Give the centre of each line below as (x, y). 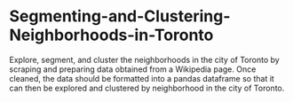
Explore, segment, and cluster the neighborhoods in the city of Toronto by (144, 59)
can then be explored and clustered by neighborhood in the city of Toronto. (147, 88)
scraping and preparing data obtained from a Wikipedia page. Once (133, 69)
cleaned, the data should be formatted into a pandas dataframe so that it (142, 78)
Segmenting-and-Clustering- (120, 16)
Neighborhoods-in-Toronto (111, 35)
